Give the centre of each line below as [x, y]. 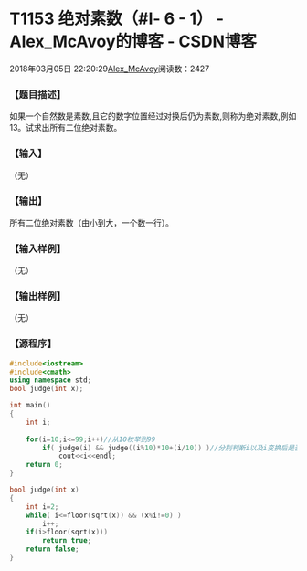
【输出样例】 [38, 296]
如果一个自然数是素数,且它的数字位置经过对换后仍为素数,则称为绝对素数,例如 [153, 116]
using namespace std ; [51, 380]
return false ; [53, 549]
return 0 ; [45, 465]
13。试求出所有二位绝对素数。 [66, 128]
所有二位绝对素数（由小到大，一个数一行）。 [91, 222]
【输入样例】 [38, 248]
